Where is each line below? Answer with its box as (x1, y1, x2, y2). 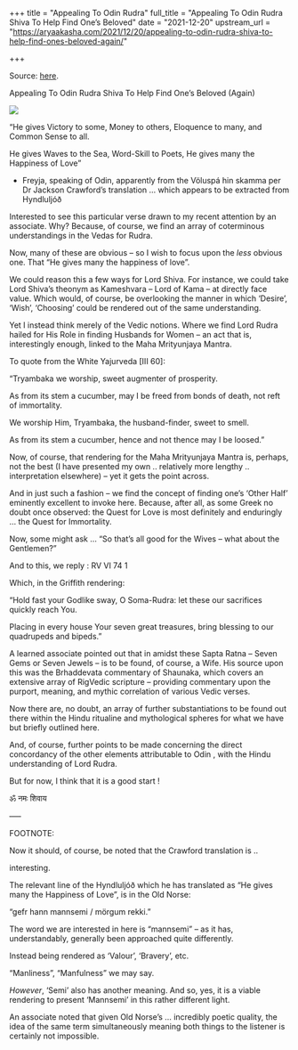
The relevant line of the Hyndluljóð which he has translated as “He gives (9, 880, 273, 890)
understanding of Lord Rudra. (9, 759, 117, 769)
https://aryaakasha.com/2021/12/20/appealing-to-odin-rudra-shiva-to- (12, 27, 273, 37)
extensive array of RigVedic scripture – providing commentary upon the (9, 677, 271, 687)
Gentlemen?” (9, 543, 58, 553)
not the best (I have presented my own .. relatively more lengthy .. (9, 461, 250, 471)
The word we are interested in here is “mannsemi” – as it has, (9, 924, 234, 934)
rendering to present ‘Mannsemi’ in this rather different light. (9, 995, 230, 1005)
